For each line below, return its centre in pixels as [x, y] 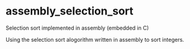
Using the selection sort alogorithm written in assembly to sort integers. [95, 39]
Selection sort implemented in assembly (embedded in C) [77, 28]
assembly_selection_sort [70, 11]
